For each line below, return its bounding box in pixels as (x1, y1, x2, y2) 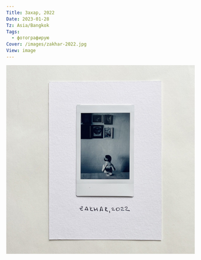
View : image (6, 48, 36, 54)
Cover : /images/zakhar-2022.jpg (6, 41, 87, 47)
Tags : (6, 29, 20, 35)
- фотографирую (11, 35, 50, 41)
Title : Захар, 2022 (6, 10, 55, 16)
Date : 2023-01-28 (6, 16, 50, 22)
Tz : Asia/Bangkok (6, 22, 50, 28)
